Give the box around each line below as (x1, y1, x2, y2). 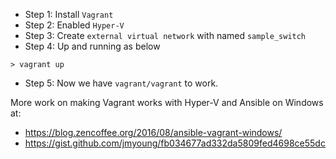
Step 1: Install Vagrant (24, 9, 114, 20)
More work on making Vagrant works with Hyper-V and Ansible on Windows (10, 97, 324, 108)
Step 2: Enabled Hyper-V (24, 19, 125, 31)
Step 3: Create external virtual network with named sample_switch (24, 30, 307, 41)
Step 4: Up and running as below (24, 40, 161, 52)
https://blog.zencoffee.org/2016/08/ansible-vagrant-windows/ (24, 127, 283, 138)
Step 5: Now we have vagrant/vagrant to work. (24, 77, 219, 89)
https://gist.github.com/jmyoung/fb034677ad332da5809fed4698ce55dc (24, 137, 326, 149)
